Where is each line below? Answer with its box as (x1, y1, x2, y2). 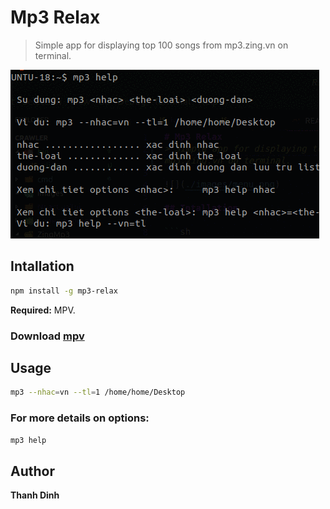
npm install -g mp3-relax (10, 286, 118, 296)
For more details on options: (10, 411, 150, 425)
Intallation (10, 258, 75, 275)
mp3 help (10, 435, 47, 445)
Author (10, 462, 55, 480)
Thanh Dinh (10, 489, 60, 501)
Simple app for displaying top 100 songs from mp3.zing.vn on (34, 39, 289, 51)
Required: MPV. (10, 304, 76, 316)
